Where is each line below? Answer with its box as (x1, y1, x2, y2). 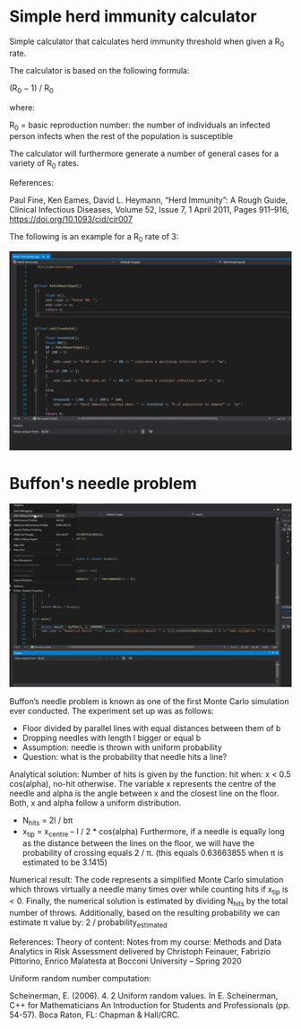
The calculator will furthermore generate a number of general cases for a (9, 148, 279, 159)
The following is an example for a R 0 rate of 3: (9, 231, 179, 244)
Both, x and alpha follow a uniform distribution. (9, 797, 182, 808)
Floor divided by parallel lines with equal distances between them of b (21, 722, 281, 733)
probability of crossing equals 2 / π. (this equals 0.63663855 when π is (21, 848, 284, 859)
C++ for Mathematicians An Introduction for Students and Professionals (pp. (9, 999, 291, 1010)
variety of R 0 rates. (9, 158, 80, 171)
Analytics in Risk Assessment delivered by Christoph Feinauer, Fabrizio (9, 946, 271, 956)
